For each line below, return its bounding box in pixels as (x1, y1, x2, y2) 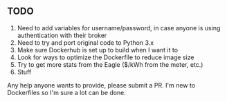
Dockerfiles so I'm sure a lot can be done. (7, 88, 127, 96)
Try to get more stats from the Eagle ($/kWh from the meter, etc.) (17, 60, 203, 68)
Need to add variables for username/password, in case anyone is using (17, 23, 221, 32)
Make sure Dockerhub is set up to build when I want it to (17, 45, 179, 54)
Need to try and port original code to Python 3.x (17, 38, 154, 47)
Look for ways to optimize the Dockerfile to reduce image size (17, 53, 194, 61)
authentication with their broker (17, 31, 107, 39)
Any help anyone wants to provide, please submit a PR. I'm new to (7, 81, 196, 89)
